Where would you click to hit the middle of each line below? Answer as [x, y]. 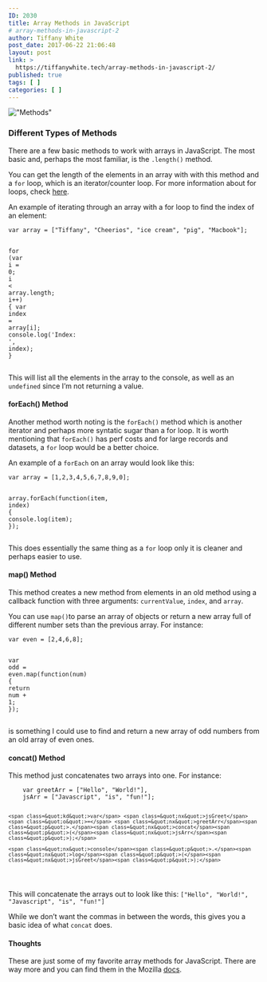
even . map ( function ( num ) [48, 675]
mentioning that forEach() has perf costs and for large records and [118, 439]
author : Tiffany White [46, 38]
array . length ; [32, 293]
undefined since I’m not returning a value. [76, 386]
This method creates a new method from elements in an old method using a [132, 593]
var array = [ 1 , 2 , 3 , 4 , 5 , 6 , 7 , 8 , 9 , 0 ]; [69, 477]
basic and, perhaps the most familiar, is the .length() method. [110, 159]
